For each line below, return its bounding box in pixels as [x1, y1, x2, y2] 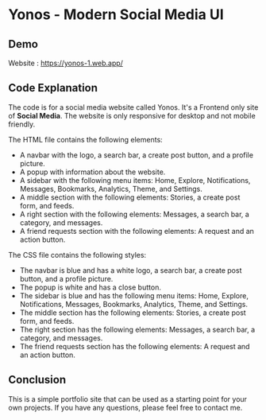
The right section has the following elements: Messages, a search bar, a [19, 325, 256, 334]
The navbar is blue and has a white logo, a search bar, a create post [19, 265, 242, 275]
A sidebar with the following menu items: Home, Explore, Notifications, [19, 175, 251, 185]
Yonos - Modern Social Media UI [8, 6, 224, 24]
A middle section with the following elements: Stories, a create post [19, 192, 241, 202]
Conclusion [8, 373, 67, 387]
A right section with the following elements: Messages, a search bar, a [19, 209, 250, 219]
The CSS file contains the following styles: [8, 250, 147, 259]
